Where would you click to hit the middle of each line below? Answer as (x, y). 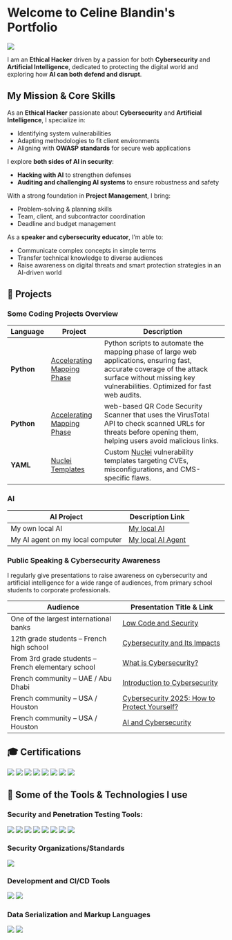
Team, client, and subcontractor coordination (81, 216)
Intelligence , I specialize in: (46, 120)
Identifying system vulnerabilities (64, 133)
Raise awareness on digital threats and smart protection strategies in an (119, 265)
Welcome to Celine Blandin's (91, 13)
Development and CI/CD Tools (59, 881)
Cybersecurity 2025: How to (168, 698)
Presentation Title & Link (172, 608)
